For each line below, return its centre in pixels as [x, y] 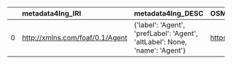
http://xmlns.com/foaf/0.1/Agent [75, 38]
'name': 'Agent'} [160, 50]
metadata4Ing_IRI [51, 13]
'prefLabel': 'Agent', [166, 33]
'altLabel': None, [161, 42]
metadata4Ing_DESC [168, 13]
